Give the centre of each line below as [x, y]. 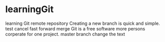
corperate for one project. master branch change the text [65, 34]
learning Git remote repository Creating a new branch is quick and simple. [83, 23]
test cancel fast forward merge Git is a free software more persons [75, 28]
